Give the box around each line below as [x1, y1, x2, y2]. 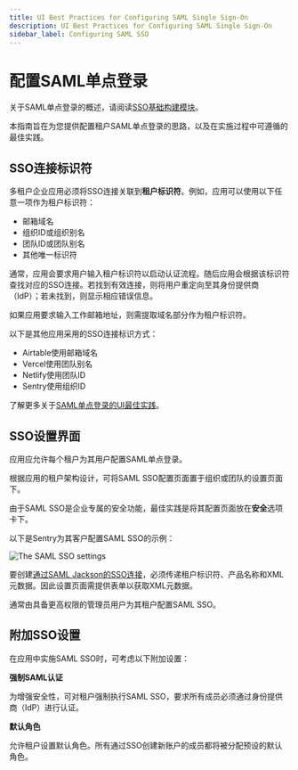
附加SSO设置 [9, 627, 81, 643]
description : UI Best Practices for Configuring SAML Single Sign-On [9, 21, 273, 30]
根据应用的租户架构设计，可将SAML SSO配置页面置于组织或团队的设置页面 [9, 472, 283, 483]
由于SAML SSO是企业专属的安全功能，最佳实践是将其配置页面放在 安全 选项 [9, 503, 283, 513]
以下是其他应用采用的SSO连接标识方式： [9, 329, 158, 340]
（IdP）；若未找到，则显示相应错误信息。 [9, 291, 158, 301]
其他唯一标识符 [21, 250, 77, 260]
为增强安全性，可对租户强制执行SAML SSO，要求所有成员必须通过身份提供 [9, 691, 283, 701]
